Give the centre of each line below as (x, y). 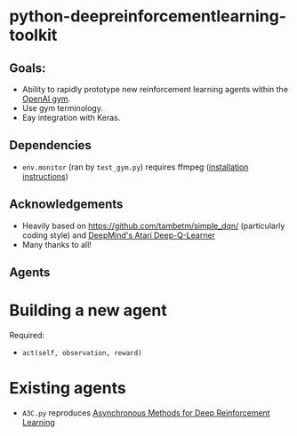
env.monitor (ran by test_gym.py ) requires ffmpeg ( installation (135, 167)
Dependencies (50, 145)
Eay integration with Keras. (71, 118)
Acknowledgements (66, 205)
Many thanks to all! (56, 244)
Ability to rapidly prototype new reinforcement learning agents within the (155, 89)
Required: (27, 335)
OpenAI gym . (46, 99)
